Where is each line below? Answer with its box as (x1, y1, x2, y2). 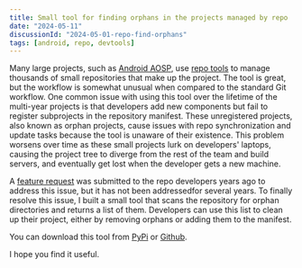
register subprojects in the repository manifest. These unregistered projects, (9, 111, 293, 121)
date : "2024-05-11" (9, 22, 83, 31)
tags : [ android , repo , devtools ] (9, 38, 135, 48)
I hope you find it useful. (9, 249, 100, 260)
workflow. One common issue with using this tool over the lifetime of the (9, 92, 278, 103)
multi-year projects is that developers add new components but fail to (9, 101, 269, 112)
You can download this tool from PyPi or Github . (9, 231, 188, 243)
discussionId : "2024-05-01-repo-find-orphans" (9, 30, 188, 39)
